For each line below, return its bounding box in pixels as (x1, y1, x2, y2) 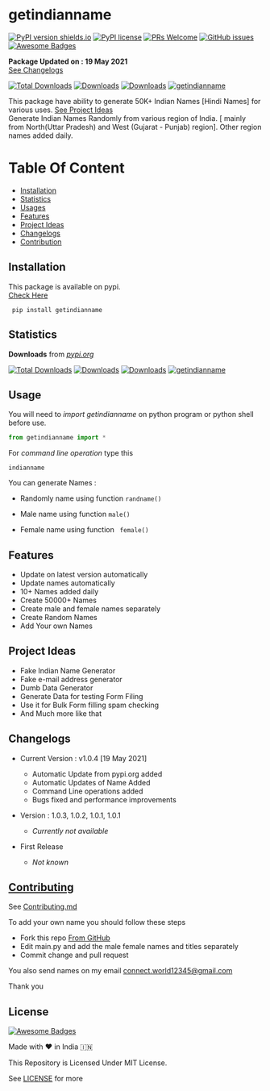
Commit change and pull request (19, 950, 129, 960)
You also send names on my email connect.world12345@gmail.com (8, 966, 233, 976)
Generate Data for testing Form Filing (19, 691, 143, 701)
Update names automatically (19, 578, 115, 588)
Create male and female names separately (19, 604, 161, 614)
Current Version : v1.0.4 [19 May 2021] (19, 753, 147, 763)
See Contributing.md (8, 902, 78, 912)
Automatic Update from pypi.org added (31, 768, 163, 779)
